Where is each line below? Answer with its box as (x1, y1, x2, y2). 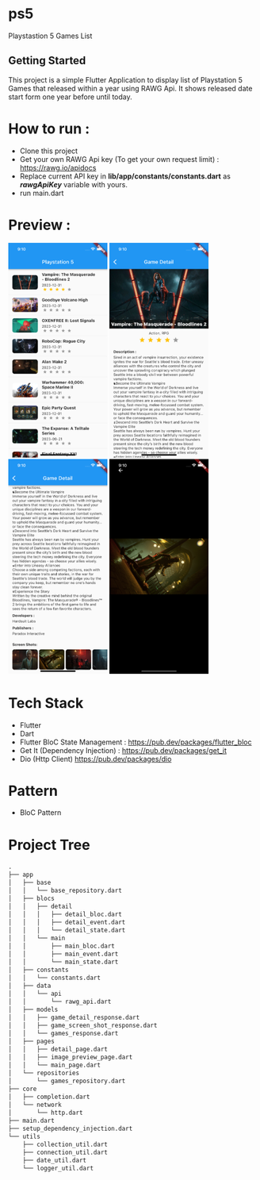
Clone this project (19, 146, 78, 156)
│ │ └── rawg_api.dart (8, 997, 112, 1006)
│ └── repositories (8, 1069, 80, 1078)
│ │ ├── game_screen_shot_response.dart (8, 1021, 158, 1030)
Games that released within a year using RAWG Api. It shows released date (8, 83, 253, 93)
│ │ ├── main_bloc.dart (8, 942, 115, 951)
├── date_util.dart (22, 1156, 87, 1165)
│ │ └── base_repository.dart (8, 886, 123, 895)
